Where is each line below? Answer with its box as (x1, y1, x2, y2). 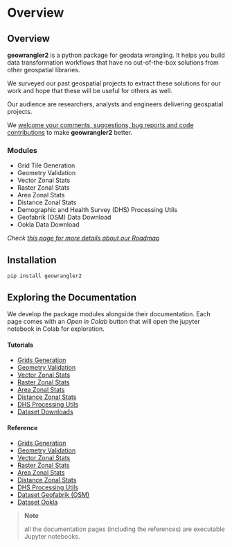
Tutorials (7, 341, 33, 349)
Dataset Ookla (17, 498, 58, 507)
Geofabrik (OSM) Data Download (17, 213, 111, 222)
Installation (7, 254, 57, 266)
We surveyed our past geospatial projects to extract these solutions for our (7, 79, 222, 88)
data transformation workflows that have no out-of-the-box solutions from (7, 58, 220, 67)
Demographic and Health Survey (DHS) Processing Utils (17, 206, 178, 214)
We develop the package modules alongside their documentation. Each (7, 309, 211, 318)
